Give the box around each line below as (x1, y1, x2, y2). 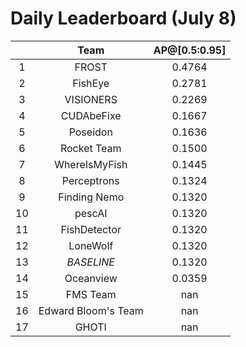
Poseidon (68, 125, 113, 139)
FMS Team (65, 287, 117, 301)
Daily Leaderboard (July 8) (10, 7, 237, 30)
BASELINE (66, 255, 115, 269)
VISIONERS (64, 92, 118, 106)
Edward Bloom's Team (38, 303, 144, 317)
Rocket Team (59, 141, 122, 155)
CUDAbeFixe (60, 108, 122, 122)
